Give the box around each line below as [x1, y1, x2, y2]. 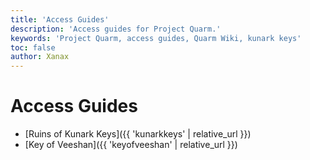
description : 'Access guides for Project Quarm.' [10, 24, 222, 34]
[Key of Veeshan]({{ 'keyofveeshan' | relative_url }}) [24, 139, 238, 151]
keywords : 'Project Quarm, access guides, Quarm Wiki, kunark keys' [10, 33, 302, 43]
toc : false [10, 42, 56, 53]
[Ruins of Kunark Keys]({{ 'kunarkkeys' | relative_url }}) [24, 128, 252, 140]
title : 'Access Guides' [10, 14, 110, 25]
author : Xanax [10, 52, 70, 62]
